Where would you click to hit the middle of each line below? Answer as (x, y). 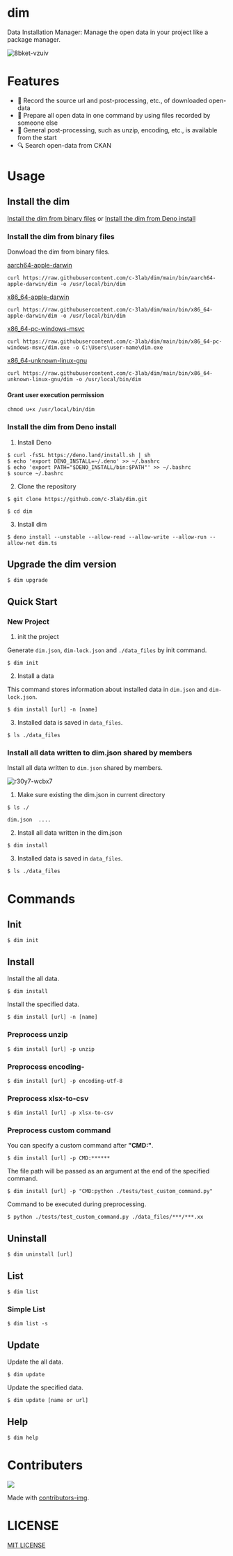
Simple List (26, 1309)
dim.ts (48, 543)
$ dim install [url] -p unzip (51, 1049)
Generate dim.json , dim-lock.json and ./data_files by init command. (107, 650)
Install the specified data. (43, 1004)
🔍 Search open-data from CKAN (64, 145)
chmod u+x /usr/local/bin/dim (51, 410)
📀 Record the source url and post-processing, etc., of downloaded (112, 100)
